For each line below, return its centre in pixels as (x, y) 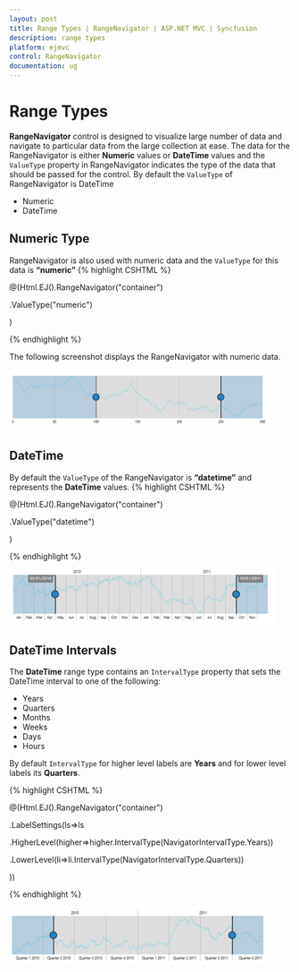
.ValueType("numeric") (51, 304)
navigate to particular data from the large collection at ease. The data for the (150, 145)
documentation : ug (43, 66)
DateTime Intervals (63, 650)
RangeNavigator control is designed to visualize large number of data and (146, 136)
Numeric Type (50, 239)
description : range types (57, 38)
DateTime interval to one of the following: (85, 681)
